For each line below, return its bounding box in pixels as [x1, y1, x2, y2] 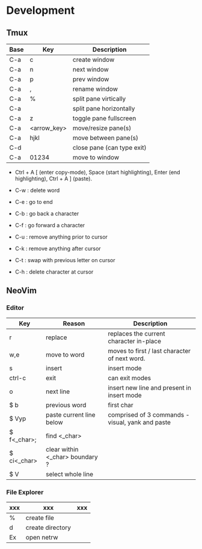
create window [72, 55, 115, 64]
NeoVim [6, 286, 37, 296]
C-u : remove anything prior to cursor [14, 233, 108, 241]
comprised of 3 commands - [108, 410, 190, 419]
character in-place [108, 337, 161, 345]
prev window [72, 75, 109, 83]
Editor [6, 304, 25, 312]
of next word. [108, 354, 145, 363]
